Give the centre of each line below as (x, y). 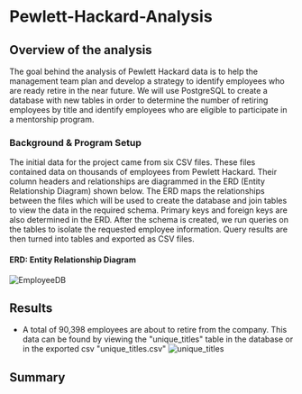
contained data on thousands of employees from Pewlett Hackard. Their (143, 172)
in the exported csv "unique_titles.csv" (94, 349)
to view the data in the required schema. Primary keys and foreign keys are (149, 210)
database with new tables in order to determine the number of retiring (139, 100)
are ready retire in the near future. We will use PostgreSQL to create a (138, 91)
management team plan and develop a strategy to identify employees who (147, 81)
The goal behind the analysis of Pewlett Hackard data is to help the (134, 71)
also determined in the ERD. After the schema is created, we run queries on (149, 220)
